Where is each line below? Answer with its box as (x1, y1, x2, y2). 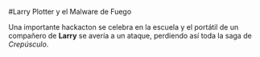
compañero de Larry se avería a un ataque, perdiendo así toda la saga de (8, 31, 252, 40)
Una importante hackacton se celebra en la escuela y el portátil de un (8, 22, 239, 31)
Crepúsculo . (8, 39, 49, 49)
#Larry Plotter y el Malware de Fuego (8, 7, 132, 16)
